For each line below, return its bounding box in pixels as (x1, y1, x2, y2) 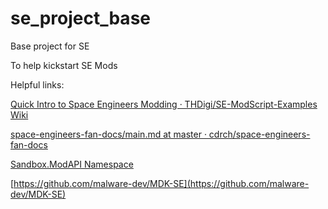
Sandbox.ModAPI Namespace (10, 158, 134, 170)
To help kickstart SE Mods (10, 59, 118, 71)
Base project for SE (10, 40, 90, 52)
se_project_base (10, 7, 151, 30)
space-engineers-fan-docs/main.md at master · (10, 128, 207, 140)
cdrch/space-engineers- (208, 128, 311, 140)
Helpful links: (10, 78, 65, 91)
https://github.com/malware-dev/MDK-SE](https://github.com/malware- (13, 177, 310, 189)
